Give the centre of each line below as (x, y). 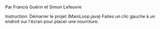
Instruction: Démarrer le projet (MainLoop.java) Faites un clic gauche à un (80, 16)
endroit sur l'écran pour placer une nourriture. (52, 22)
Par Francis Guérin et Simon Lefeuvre (43, 7)
